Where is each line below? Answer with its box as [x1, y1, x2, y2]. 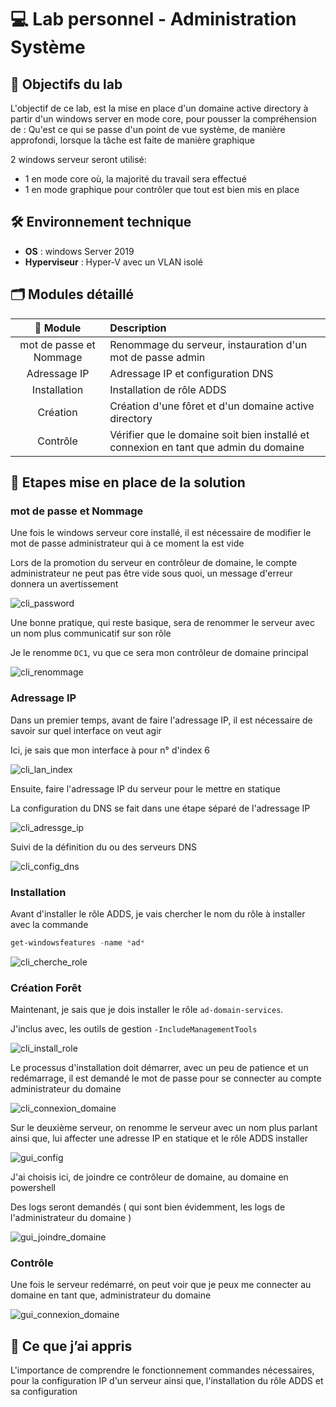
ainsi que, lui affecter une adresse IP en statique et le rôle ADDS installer [10, 1132, 309, 1145]
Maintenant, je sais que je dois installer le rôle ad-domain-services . [10, 1004, 284, 1016]
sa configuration [10, 1386, 78, 1398]
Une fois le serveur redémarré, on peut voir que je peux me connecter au [10, 1279, 312, 1291]
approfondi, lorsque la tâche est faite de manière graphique [10, 134, 255, 146]
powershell [10, 1182, 56, 1194]
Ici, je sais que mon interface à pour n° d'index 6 [10, 744, 211, 756]
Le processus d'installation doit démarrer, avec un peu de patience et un [10, 1062, 309, 1074]
